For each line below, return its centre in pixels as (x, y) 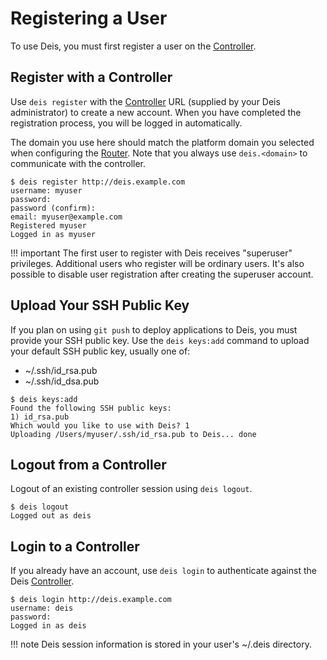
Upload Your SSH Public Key (100, 305)
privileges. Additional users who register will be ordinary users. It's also (157, 263)
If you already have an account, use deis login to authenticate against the (163, 571)
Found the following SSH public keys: (91, 408)
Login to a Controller (75, 546)
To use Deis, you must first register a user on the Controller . (133, 46)
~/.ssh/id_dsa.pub (62, 381)
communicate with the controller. (78, 163)
